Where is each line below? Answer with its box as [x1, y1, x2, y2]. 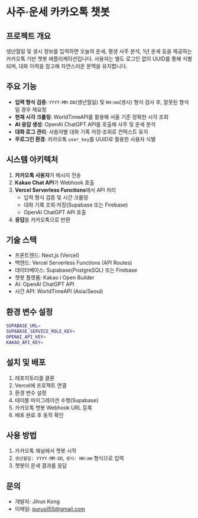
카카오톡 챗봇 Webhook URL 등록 [14, 404, 93, 411]
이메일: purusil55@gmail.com [14, 506, 86, 513]
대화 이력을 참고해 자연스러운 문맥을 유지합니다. [18, 63, 128, 69]
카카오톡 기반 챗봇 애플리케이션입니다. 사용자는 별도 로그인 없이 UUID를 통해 [6, 55, 181, 62]
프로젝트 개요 [6, 31, 51, 41]
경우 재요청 [21, 106, 47, 113]
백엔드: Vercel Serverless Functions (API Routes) [14, 259, 132, 266]
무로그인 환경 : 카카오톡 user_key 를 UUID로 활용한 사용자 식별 [14, 135, 156, 142]
